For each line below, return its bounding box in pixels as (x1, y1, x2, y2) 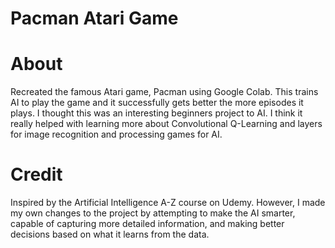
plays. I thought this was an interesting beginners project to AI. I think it (10, 107, 303, 119)
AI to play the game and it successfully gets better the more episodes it (10, 97, 304, 109)
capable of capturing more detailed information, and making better (10, 218, 285, 230)
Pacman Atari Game (10, 7, 179, 30)
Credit (10, 163, 63, 186)
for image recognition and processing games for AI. (10, 128, 223, 141)
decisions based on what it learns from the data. (10, 228, 210, 241)
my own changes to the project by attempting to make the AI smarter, (10, 207, 296, 219)
